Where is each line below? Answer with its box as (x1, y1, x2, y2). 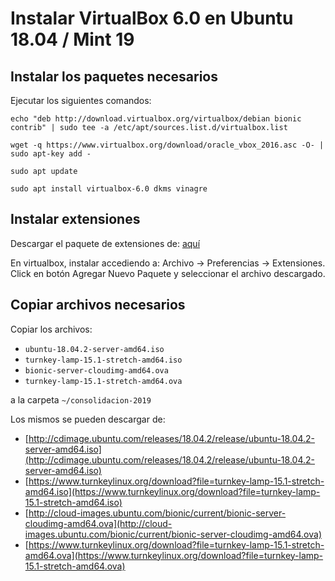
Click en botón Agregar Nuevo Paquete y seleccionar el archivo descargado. (10, 267, 326, 279)
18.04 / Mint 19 (10, 28, 135, 51)
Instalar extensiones (10, 211, 141, 228)
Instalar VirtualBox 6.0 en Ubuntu (10, 7, 294, 30)
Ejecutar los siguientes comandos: (10, 95, 152, 106)
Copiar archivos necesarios (10, 297, 186, 314)
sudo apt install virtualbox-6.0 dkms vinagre (10, 184, 208, 194)
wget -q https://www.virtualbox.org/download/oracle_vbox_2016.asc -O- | (10, 140, 325, 150)
